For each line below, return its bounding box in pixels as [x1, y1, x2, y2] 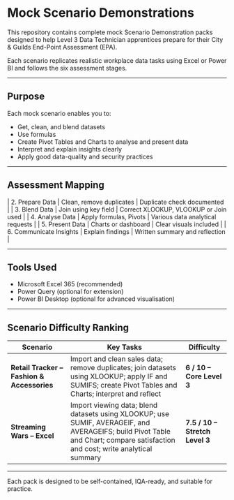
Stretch [185, 427, 211, 436]
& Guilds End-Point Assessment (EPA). [7, 43, 118, 51]
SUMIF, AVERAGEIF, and [70, 418, 150, 427]
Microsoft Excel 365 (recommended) [17, 280, 123, 288]
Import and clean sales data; [70, 354, 164, 364]
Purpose [7, 91, 45, 103]
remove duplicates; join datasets [70, 363, 176, 373]
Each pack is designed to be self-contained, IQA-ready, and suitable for [7, 477, 212, 486]
